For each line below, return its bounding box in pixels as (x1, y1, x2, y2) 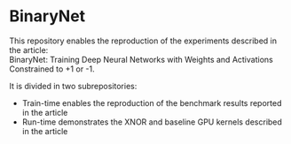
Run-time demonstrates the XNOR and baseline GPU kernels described (21, 117, 282, 127)
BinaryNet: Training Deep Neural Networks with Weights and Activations (9, 54, 273, 64)
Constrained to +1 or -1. (9, 64, 95, 74)
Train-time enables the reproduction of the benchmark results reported (21, 97, 282, 108)
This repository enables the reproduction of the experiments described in (9, 35, 278, 46)
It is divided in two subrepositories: (9, 80, 138, 91)
